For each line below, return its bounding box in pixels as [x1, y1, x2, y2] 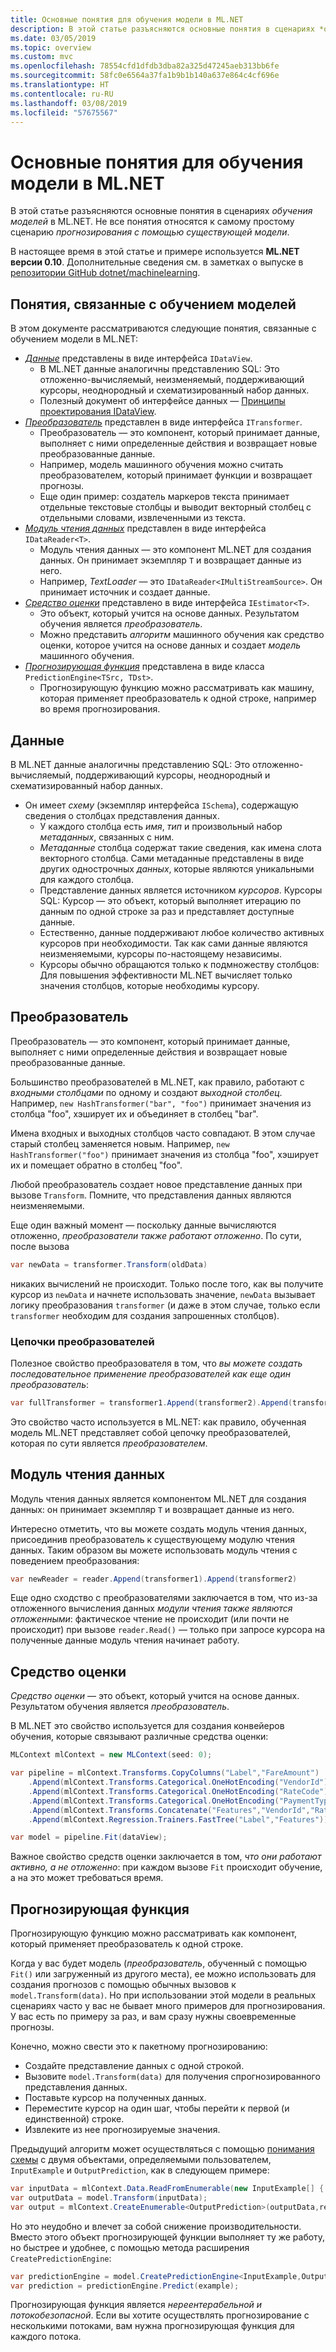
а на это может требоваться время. [10, 1872, 164, 1884]
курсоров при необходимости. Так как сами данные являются [39, 937, 308, 949]
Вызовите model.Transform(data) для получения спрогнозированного [24, 2071, 321, 2083]
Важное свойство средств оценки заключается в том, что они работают [10, 1851, 322, 1863]
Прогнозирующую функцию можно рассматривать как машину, [39, 682, 315, 694]
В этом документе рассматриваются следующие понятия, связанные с [10, 322, 317, 335]
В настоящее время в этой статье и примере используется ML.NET [10, 246, 300, 258]
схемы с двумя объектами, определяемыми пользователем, [10, 2154, 272, 2166]
